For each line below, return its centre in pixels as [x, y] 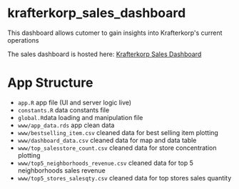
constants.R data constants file [63, 110]
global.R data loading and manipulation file [80, 117]
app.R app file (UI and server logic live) [75, 102]
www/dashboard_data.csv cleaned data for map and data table [107, 140]
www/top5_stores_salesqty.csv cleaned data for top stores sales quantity [124, 178]
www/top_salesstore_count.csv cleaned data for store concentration [117, 148]
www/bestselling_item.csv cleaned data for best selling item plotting [118, 132]
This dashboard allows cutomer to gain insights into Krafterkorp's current [115, 33]
